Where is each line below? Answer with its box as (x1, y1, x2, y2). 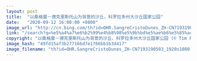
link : (6, 30, 19, 36)
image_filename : (6, 46, 46, 52)
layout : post (6, 8, 38, 15)
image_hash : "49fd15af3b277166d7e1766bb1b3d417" (6, 41, 127, 47)
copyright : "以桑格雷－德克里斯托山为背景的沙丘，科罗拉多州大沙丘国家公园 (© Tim (6, 35, 187, 41)
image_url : (6, 24, 33, 31)
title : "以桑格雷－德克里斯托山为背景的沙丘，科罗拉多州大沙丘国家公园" (6, 14, 164, 20)
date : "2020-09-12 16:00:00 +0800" (6, 19, 98, 25)
